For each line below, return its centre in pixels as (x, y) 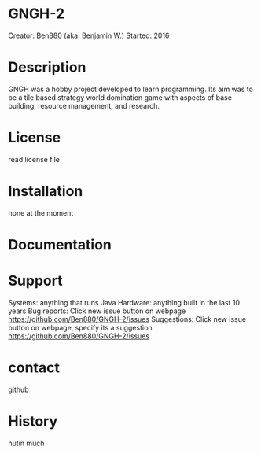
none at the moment (41, 212)
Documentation (60, 244)
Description (47, 67)
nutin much (26, 443)
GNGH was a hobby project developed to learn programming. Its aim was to (131, 89)
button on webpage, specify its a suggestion (80, 327)
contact (34, 368)
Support (35, 281)
